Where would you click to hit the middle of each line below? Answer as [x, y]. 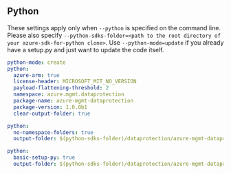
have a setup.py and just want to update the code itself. [86, 50]
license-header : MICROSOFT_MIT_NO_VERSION [75, 82]
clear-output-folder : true [52, 113]
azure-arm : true [36, 75]
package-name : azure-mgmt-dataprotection [74, 101]
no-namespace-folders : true [54, 132]
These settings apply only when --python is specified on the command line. [114, 28]
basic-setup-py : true [44, 157]
